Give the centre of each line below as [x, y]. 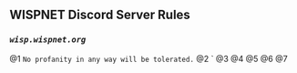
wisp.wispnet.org [48, 40]
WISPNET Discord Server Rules [100, 15]
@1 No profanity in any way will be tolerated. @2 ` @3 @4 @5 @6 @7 [149, 58]
